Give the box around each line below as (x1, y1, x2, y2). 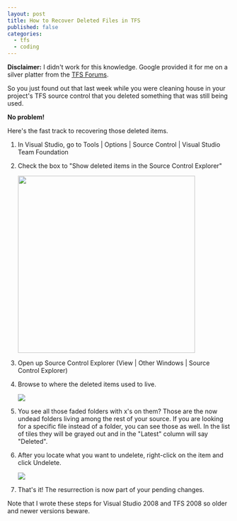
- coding (13, 43, 40, 50)
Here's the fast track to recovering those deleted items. (7, 127, 168, 135)
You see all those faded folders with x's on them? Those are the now (17, 407, 218, 415)
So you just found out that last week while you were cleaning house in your (7, 84, 226, 92)
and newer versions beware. (7, 507, 91, 515)
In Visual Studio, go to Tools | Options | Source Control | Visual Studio (17, 140, 221, 149)
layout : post (7, 10, 46, 18)
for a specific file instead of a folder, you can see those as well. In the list (17, 422, 230, 430)
